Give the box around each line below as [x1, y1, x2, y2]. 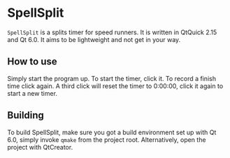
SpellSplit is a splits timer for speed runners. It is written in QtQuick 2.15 [7, 28, 217, 36]
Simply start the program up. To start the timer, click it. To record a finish [7, 74, 217, 82]
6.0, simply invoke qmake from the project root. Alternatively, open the [7, 135, 206, 144]
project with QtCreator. [7, 143, 73, 151]
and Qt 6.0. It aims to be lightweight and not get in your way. [7, 35, 181, 43]
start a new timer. [7, 89, 58, 97]
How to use [7, 56, 57, 68]
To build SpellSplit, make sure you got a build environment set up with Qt [7, 128, 217, 136]
